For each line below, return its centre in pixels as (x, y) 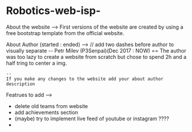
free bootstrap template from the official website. (65, 33)
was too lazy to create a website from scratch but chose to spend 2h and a (96, 57)
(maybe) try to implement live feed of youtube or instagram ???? (92, 119)
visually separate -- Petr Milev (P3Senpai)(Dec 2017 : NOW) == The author (96, 50)
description (20, 84)
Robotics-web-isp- (54, 11)
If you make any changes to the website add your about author (85, 79)
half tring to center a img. (37, 63)
